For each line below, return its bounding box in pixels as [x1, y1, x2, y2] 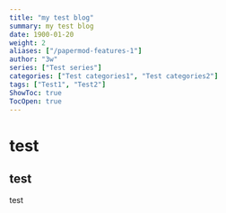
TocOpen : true [9, 96, 63, 106]
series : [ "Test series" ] [9, 64, 102, 73]
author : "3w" [9, 55, 58, 64]
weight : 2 [9, 38, 47, 48]
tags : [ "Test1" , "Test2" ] [9, 80, 106, 89]
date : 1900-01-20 [9, 30, 74, 39]
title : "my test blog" [9, 13, 94, 22]
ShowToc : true [9, 88, 63, 97]
